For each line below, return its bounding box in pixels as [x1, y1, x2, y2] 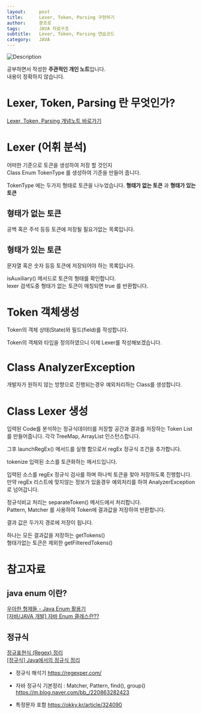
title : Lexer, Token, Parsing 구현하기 [7, 14, 115, 20]
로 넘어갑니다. [7, 486, 40, 493]
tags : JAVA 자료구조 [7, 25, 70, 32]
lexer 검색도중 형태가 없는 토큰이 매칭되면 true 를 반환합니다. [7, 282, 149, 289]
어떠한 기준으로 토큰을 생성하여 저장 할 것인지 [7, 161, 113, 169]
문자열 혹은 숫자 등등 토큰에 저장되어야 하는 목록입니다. [7, 262, 135, 269]
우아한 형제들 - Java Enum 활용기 [7, 605, 86, 613]
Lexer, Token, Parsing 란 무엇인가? [7, 97, 176, 110]
